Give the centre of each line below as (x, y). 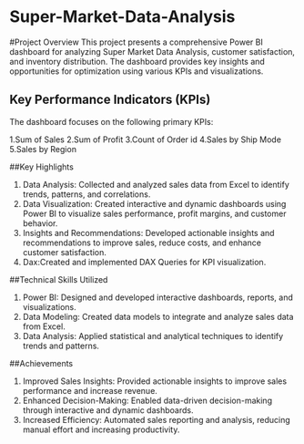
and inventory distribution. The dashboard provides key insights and (137, 61)
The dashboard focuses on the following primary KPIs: (111, 121)
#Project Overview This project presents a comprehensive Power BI (137, 42)
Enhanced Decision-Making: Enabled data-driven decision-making (147, 400)
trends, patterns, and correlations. (86, 194)
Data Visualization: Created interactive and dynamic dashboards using (154, 203)
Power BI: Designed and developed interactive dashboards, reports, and (157, 297)
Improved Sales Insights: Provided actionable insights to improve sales (155, 381)
